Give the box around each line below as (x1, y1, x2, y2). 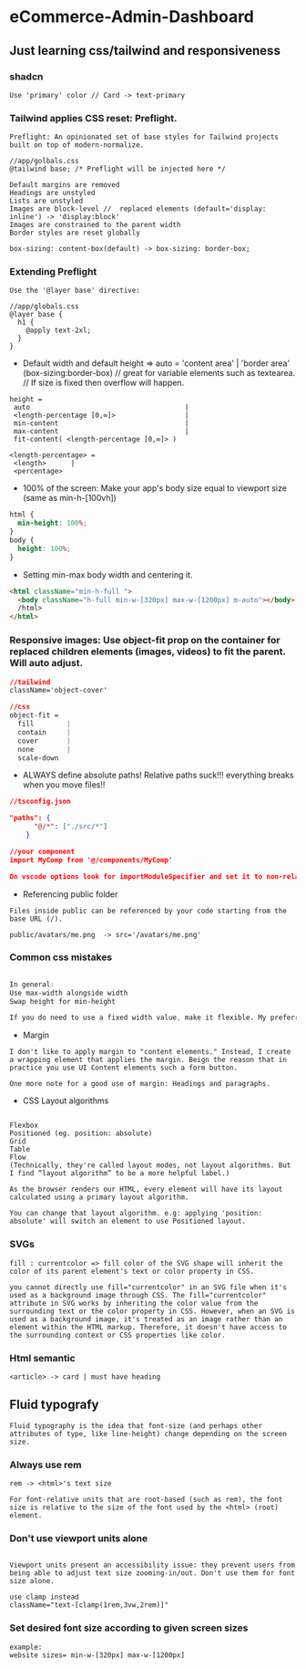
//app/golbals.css (9, 157, 79, 166)
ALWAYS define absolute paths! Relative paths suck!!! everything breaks (22, 769, 294, 781)
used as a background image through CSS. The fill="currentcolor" (9, 1290, 267, 1299)
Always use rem (9, 1458, 82, 1471)
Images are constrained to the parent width (9, 221, 181, 230)
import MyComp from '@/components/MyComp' (9, 855, 173, 864)
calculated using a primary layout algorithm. (9, 1193, 189, 1202)
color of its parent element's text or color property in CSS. (9, 1267, 255, 1276)
